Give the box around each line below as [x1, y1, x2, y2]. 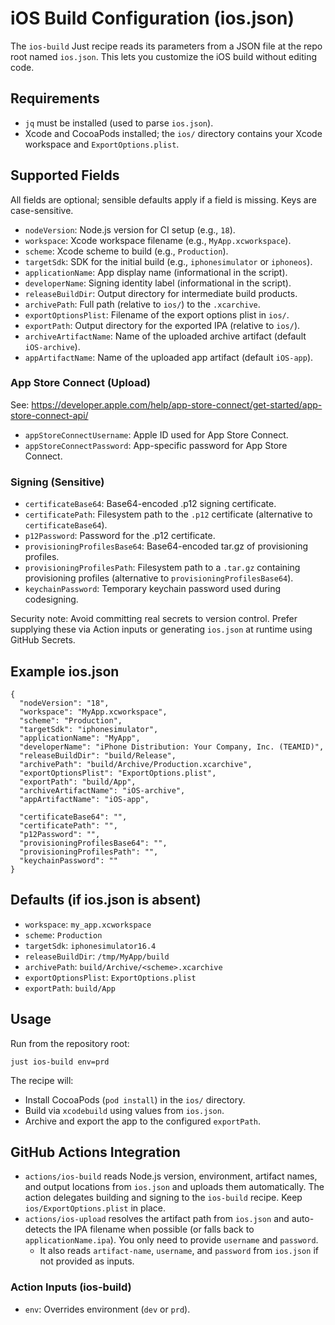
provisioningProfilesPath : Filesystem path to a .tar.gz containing [24, 562, 301, 574]
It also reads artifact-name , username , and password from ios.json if [39, 1245, 319, 1257]
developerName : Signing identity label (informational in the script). [24, 277, 292, 289]
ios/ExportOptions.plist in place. [24, 1202, 167, 1214]
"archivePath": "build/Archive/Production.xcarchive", [19, 759, 253, 769]
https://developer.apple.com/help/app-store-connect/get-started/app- [31, 398, 323, 411]
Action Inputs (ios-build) [10, 1280, 132, 1294]
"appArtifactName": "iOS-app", [19, 794, 150, 804]
